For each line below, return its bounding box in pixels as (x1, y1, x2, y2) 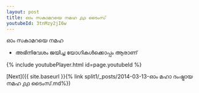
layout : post (6, 9, 40, 15)
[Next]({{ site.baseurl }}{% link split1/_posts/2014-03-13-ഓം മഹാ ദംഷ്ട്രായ (6, 73, 194, 80)
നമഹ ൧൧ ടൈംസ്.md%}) (6, 80, 71, 87)
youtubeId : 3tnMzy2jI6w (6, 20, 67, 26)
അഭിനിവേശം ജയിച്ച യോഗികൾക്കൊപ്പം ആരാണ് (15, 49, 138, 57)
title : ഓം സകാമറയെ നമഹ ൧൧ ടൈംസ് (6, 15, 106, 21)
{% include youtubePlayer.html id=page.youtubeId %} (6, 61, 142, 69)
